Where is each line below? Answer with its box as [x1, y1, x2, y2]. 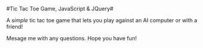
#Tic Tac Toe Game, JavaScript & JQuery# [6, 5, 114, 12]
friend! [6, 23, 23, 30]
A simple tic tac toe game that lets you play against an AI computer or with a [6, 17, 198, 23]
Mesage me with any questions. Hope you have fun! [6, 35, 137, 41]
